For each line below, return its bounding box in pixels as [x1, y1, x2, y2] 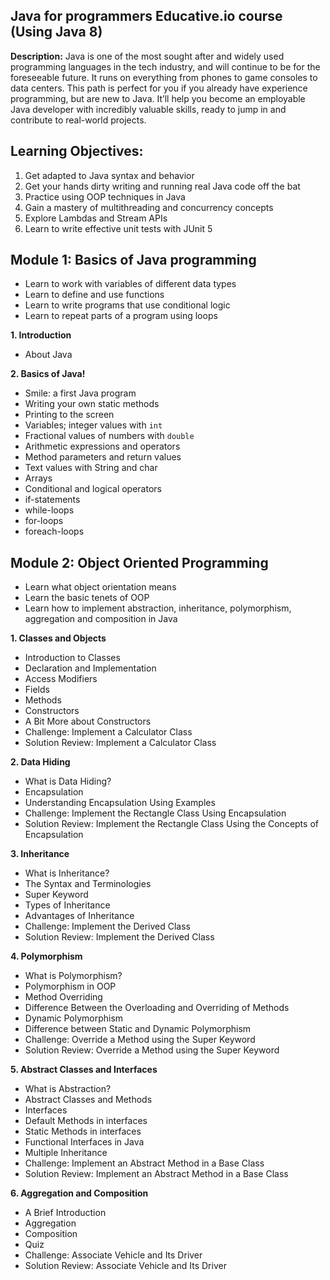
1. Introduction [10, 329, 72, 341]
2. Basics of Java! [10, 368, 86, 380]
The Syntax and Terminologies [24, 878, 152, 890]
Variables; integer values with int [24, 419, 163, 431]
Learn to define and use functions [24, 289, 165, 301]
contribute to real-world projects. [10, 114, 147, 126]
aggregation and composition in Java [24, 613, 178, 625]
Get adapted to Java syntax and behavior [24, 169, 195, 181]
